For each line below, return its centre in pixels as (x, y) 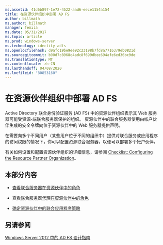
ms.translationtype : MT (29, 59)
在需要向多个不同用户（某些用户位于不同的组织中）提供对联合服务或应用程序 (81, 135)
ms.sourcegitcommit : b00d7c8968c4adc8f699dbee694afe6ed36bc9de (70, 55)
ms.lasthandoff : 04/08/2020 (33, 69)
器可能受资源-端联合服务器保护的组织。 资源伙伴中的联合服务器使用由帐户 (79, 119)
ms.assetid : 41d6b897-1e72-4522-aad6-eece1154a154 (57, 9)
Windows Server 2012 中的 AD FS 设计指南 (48, 238)
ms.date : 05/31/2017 (26, 32)
